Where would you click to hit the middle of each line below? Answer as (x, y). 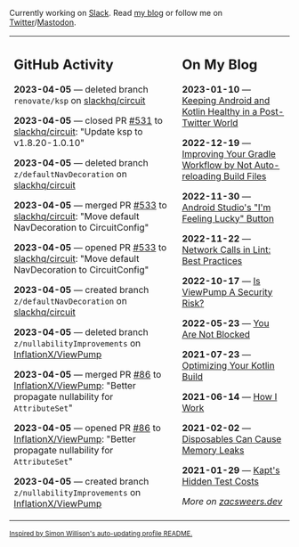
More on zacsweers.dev (232, 501)
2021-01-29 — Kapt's (231, 469)
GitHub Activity (64, 64)
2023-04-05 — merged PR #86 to (88, 374)
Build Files (245, 176)
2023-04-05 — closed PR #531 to (88, 120)
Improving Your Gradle (229, 153)
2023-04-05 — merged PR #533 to (90, 205)
